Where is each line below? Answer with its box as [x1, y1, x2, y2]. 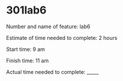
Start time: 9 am [6, 45, 46, 53]
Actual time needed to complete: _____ [6, 68, 99, 75]
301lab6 [6, 4, 47, 17]
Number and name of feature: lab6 [6, 23, 90, 30]
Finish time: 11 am [6, 57, 49, 64]
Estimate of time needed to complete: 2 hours [6, 34, 118, 41]
